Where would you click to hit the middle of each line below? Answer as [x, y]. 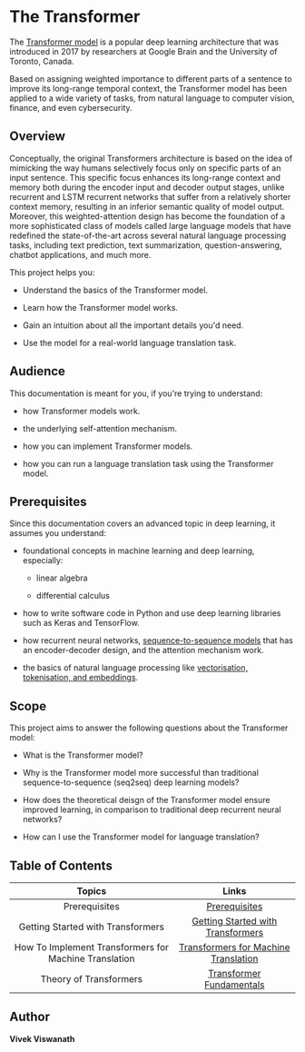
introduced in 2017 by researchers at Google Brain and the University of [143, 51]
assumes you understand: [58, 533]
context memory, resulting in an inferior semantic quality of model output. [147, 206]
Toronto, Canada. [42, 61]
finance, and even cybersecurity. [71, 107]
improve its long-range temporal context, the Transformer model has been [148, 88]
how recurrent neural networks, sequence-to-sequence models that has [157, 640]
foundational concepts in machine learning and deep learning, [138, 551]
